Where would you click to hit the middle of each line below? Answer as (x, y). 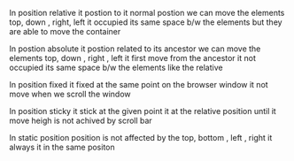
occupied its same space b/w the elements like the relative (116, 67)
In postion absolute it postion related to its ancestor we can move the (135, 49)
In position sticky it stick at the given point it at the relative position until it (143, 111)
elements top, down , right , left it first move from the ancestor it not (133, 58)
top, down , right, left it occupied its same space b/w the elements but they (146, 22)
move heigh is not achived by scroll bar (81, 120)
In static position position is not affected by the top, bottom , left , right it (141, 138)
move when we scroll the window (70, 94)
